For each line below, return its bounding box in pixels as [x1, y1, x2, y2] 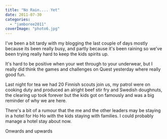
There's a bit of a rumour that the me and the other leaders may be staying [5, 108, 161, 114]
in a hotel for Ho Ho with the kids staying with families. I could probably [5, 113, 154, 119]
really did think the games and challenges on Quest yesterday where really [5, 66, 161, 73]
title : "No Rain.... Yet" [5, 7, 60, 13]
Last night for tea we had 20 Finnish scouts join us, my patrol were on [5, 82, 150, 88]
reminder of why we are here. [5, 97, 67, 104]
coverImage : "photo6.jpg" [5, 26, 60, 31]
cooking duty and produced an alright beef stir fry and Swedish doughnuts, [5, 87, 162, 93]
